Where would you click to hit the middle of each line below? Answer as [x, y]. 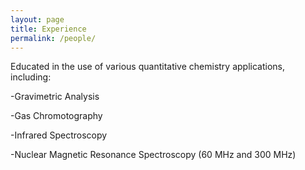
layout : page [37, 19]
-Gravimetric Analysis [55, 97]
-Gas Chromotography [56, 116]
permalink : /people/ [53, 38]
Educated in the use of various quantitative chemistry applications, [148, 67]
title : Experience [48, 29]
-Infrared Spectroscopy [59, 135]
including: [31, 77]
